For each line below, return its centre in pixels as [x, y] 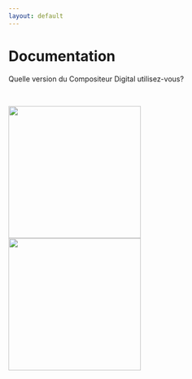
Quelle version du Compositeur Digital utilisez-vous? [96, 79]
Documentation [62, 56]
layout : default [36, 16]
